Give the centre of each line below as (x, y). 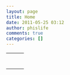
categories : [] (25, 39)
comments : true (25, 33)
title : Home (21, 17)
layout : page (22, 11)
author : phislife (27, 28)
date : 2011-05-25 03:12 (35, 22)
